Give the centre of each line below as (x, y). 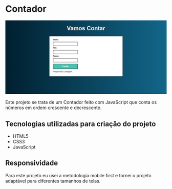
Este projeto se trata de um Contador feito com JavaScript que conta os (81, 102)
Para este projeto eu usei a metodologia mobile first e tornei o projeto (79, 175)
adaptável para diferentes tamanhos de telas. (53, 181)
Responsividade (31, 163)
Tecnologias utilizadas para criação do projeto (81, 124)
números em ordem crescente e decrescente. (53, 108)
